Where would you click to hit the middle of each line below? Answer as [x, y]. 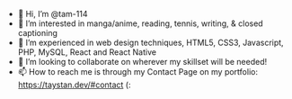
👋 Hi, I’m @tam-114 [53, 14]
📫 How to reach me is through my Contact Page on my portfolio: [138, 72]
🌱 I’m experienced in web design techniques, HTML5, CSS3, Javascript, [151, 42]
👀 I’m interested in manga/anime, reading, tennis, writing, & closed [140, 23]
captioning [38, 33]
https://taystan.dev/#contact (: [74, 85]
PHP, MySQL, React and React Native [87, 52]
